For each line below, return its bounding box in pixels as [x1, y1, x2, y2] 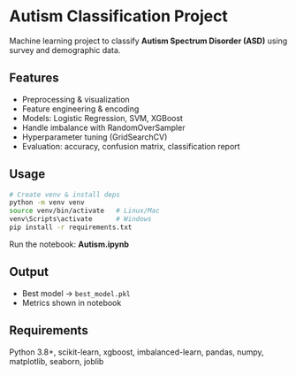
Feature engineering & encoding [21, 103, 140, 114]
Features [9, 71, 59, 86]
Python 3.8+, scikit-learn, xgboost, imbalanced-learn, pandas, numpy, [9, 347, 264, 357]
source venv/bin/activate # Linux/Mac [9, 206, 161, 216]
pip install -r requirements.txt [9, 223, 133, 232]
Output [9, 264, 49, 279]
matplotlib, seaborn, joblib [9, 356, 104, 366]
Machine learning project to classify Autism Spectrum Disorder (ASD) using [9, 35, 288, 46]
